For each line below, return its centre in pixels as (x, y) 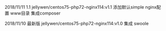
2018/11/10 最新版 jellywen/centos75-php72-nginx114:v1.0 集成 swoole (77, 23)
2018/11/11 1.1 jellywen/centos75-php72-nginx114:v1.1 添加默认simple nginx (81, 7)
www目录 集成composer (35, 13)
